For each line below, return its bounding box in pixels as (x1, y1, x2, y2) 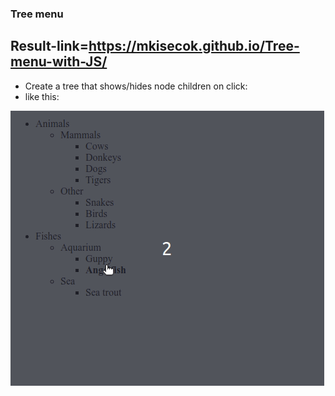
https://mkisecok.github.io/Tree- (88, 38, 300, 55)
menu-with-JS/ (10, 53, 108, 71)
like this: (24, 90, 60, 102)
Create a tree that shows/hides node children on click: (24, 80, 248, 92)
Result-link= (10, 38, 89, 55)
